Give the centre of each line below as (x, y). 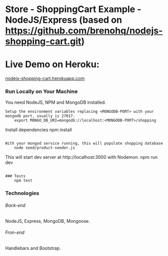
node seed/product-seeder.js (45, 148)
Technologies (22, 194)
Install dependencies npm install (38, 130)
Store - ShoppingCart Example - (73, 9)
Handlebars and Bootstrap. (33, 248)
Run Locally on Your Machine (41, 92)
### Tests (16, 176)
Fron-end (15, 232)
